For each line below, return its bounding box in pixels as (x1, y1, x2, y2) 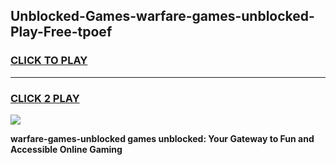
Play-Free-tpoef (10, 24, 113, 41)
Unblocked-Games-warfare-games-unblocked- (10, 8, 315, 25)
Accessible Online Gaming (10, 143, 123, 155)
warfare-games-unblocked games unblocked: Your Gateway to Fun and (10, 132, 315, 144)
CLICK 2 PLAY (10, 91, 80, 105)
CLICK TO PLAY (10, 54, 88, 68)
